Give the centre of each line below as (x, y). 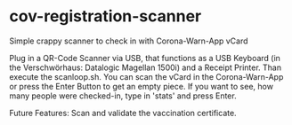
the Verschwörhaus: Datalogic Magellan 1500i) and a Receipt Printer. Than (146, 67)
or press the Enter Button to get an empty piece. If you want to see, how (142, 86)
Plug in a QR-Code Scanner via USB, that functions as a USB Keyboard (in (145, 58)
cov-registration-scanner (105, 16)
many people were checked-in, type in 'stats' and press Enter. (123, 96)
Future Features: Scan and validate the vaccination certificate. (123, 113)
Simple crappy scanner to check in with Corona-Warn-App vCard (129, 41)
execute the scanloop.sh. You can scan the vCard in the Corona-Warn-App (146, 76)
